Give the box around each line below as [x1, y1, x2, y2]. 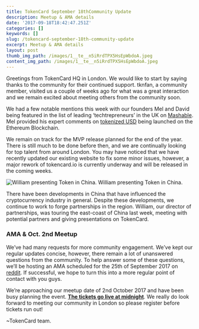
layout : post [6, 48, 39, 53]
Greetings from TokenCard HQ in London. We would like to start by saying [6, 75, 187, 82]
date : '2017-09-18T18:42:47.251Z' [6, 20, 92, 26]
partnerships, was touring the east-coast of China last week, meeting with [6, 209, 188, 216]
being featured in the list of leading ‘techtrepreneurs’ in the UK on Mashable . [6, 111, 194, 119]
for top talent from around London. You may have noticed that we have [6, 148, 179, 155]
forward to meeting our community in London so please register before [6, 299, 180, 306]
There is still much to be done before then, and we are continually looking [6, 142, 187, 149]
